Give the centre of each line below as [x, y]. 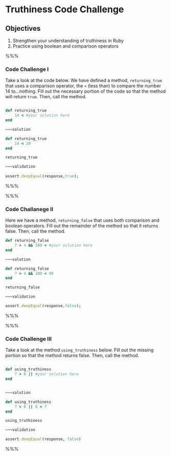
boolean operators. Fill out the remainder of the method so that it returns [82, 226]
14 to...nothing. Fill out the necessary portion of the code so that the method [86, 91]
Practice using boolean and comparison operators [66, 46]
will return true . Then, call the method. [46, 97]
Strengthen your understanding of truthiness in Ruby [68, 40]
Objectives [23, 28]
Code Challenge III [29, 339]
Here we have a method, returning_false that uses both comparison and [82, 220]
